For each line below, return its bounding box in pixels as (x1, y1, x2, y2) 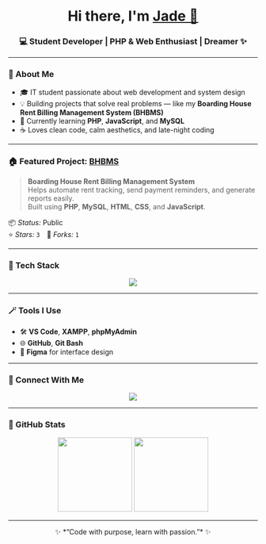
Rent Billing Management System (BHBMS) (19, 107, 164, 117)
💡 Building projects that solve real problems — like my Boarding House (19, 98, 252, 108)
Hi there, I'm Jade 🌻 (67, 7, 199, 25)
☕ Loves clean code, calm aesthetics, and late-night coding (19, 125, 215, 134)
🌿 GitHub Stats (8, 419, 66, 430)
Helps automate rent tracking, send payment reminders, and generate (27, 186, 256, 195)
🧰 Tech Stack (8, 260, 60, 270)
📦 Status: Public (8, 218, 63, 228)
